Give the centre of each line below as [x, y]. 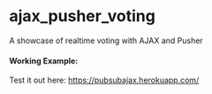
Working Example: [44, 61]
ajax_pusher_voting [83, 16]
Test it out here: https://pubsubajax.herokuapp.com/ [104, 80]
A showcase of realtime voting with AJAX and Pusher [106, 40]
